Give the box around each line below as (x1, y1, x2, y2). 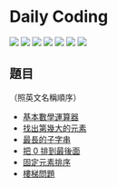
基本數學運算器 (22, 111, 79, 122)
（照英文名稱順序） (9, 92, 82, 103)
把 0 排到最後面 (22, 145, 81, 156)
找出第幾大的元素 (22, 123, 87, 133)
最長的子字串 (22, 133, 71, 144)
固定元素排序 (22, 156, 71, 167)
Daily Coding (9, 6, 109, 27)
